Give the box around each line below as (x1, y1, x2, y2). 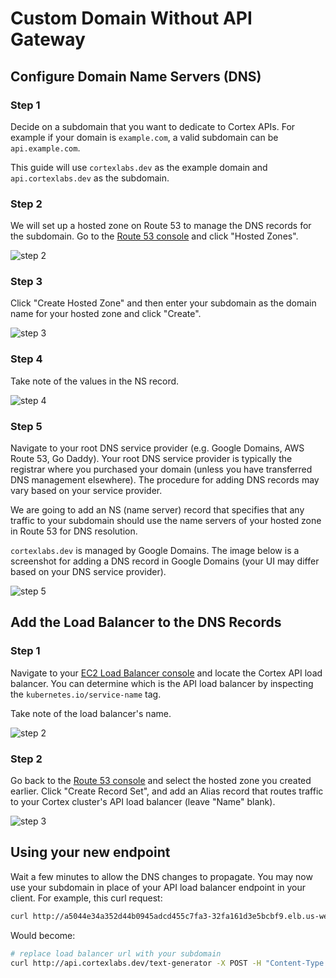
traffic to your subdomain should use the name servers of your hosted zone (10, 515, 322, 527)
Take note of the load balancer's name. (10, 707, 172, 719)
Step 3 (10, 275, 43, 289)
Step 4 (10, 352, 43, 366)
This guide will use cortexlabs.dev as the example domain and (10, 161, 268, 173)
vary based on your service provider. (10, 485, 163, 497)
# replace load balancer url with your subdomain (10, 948, 222, 959)
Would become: (10, 929, 76, 941)
